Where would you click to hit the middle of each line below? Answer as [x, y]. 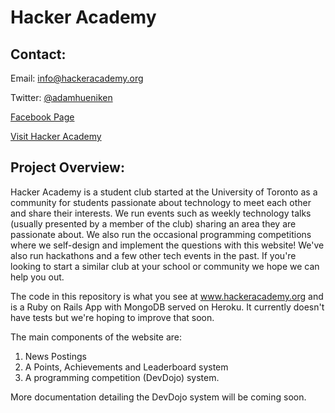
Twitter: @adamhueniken [61, 97]
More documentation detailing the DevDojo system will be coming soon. [158, 397]
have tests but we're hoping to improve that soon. [112, 317]
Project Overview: [67, 167]
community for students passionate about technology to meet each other [161, 202]
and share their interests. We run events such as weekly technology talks [161, 213]
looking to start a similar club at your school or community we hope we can [165, 266]
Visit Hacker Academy [56, 136]
